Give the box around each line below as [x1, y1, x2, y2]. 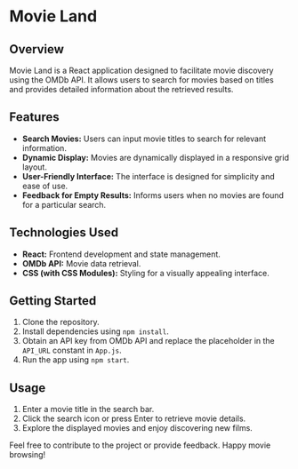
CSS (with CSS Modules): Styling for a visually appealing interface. [21, 267, 270, 278]
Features [9, 109, 60, 125]
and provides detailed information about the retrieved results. [9, 84, 234, 94]
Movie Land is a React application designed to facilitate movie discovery [9, 65, 274, 76]
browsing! [9, 449, 46, 460]
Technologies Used [9, 225, 118, 241]
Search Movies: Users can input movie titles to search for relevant [21, 133, 267, 144]
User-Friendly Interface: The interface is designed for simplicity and [21, 171, 275, 181]
